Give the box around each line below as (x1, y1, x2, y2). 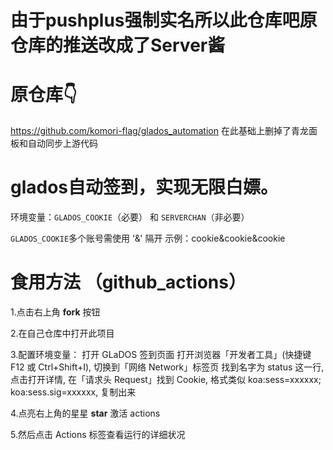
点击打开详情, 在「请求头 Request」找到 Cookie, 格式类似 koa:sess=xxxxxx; (10, 374, 322, 385)
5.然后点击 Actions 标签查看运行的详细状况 (10, 429, 186, 440)
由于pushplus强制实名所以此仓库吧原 (10, 9, 318, 32)
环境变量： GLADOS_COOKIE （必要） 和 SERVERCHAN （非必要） (10, 211, 250, 223)
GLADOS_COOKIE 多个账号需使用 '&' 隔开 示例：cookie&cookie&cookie (10, 232, 286, 245)
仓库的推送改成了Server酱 (10, 34, 226, 57)
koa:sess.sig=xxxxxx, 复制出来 (10, 386, 137, 398)
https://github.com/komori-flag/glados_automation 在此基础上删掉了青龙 (10, 125, 309, 137)
